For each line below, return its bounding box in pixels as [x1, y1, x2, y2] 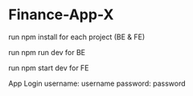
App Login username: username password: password [8, 78, 186, 88]
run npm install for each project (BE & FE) [8, 32, 146, 42]
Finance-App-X [8, 6, 114, 24]
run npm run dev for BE [8, 47, 86, 57]
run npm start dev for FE [8, 62, 90, 73]
